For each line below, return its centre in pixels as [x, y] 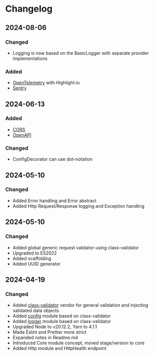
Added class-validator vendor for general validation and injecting [80, 305]
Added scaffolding [32, 258]
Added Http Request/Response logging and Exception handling [79, 206]
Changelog [29, 9]
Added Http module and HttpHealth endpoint [59, 348]
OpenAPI [22, 135]
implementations [30, 58]
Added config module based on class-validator [62, 316]
